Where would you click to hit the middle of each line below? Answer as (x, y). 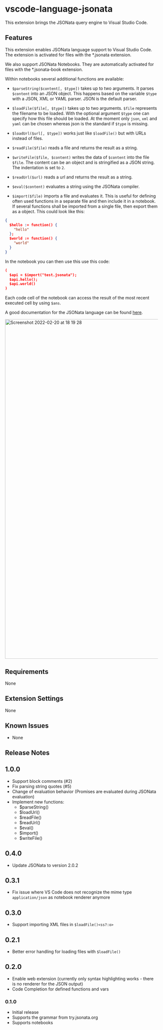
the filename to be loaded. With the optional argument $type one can (81, 113)
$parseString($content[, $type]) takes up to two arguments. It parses (83, 88)
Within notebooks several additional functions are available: (65, 79)
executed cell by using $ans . (33, 303)
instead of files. (28, 138)
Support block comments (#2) (42, 781)
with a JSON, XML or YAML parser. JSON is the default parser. (74, 99)
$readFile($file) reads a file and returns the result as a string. (75, 148)
